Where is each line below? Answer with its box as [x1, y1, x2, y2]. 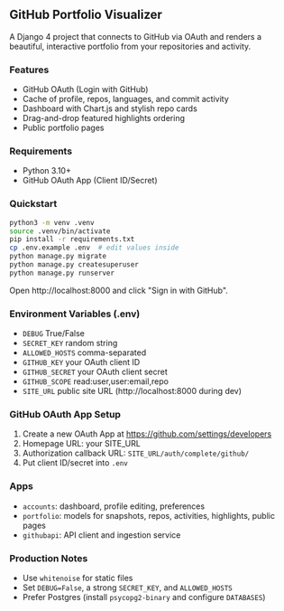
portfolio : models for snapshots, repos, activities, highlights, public [22, 510, 275, 521]
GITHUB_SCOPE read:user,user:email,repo [22, 376, 169, 387]
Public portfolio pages [22, 122, 105, 134]
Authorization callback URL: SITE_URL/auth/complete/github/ [22, 447, 250, 459]
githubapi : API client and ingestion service [22, 529, 181, 540]
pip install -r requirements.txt [9, 235, 135, 244]
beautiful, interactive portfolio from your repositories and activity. [9, 41, 252, 52]
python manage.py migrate [9, 252, 106, 261]
